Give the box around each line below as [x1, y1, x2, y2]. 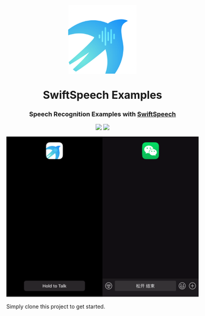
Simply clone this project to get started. [6, 303, 106, 310]
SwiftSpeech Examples [42, 88, 163, 102]
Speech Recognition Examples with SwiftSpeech [29, 110, 176, 118]
